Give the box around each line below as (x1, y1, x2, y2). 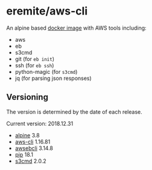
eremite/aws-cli (6, 4, 88, 18)
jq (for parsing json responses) (14, 74, 92, 82)
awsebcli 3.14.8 (14, 144, 53, 152)
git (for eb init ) (14, 55, 55, 62)
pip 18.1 (14, 151, 33, 158)
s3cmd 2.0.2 (14, 157, 46, 165)
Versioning (6, 92, 48, 102)
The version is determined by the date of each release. (6, 108, 143, 116)
